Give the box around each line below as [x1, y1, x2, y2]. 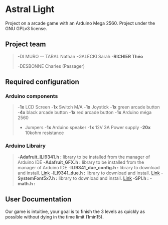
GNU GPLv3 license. [5, 25, 47, 31]
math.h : [17, 180, 36, 186]
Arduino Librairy [5, 142, 46, 149]
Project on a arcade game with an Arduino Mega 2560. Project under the [5, 20, 155, 26]
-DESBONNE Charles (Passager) [17, 63, 85, 69]
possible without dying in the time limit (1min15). [5, 213, 104, 219]
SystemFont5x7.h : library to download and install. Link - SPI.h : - [17, 175, 152, 181]
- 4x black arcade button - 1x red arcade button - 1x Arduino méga [17, 109, 152, 116]
